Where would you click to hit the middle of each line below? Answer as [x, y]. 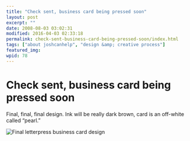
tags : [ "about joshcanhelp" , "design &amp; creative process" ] [86, 45]
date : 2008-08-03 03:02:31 [39, 28]
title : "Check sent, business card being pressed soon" [76, 12]
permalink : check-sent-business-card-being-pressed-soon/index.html [92, 39]
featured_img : [24, 50]
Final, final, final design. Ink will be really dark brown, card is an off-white [95, 114]
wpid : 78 [17, 56]
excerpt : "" [21, 23]
